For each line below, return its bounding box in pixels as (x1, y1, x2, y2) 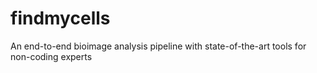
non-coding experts (10, 50, 93, 62)
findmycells (10, 7, 111, 30)
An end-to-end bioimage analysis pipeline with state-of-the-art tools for (10, 40, 307, 52)
